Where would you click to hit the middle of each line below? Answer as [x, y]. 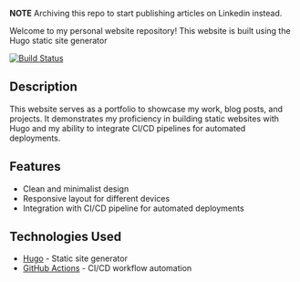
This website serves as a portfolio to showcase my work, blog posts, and [146, 109]
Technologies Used [65, 237]
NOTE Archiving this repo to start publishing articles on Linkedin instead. [146, 13]
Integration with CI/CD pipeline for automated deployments [133, 208]
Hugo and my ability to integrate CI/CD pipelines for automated [128, 128]
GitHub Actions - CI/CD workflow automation [107, 268]
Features [35, 167]
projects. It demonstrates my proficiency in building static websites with [145, 119]
